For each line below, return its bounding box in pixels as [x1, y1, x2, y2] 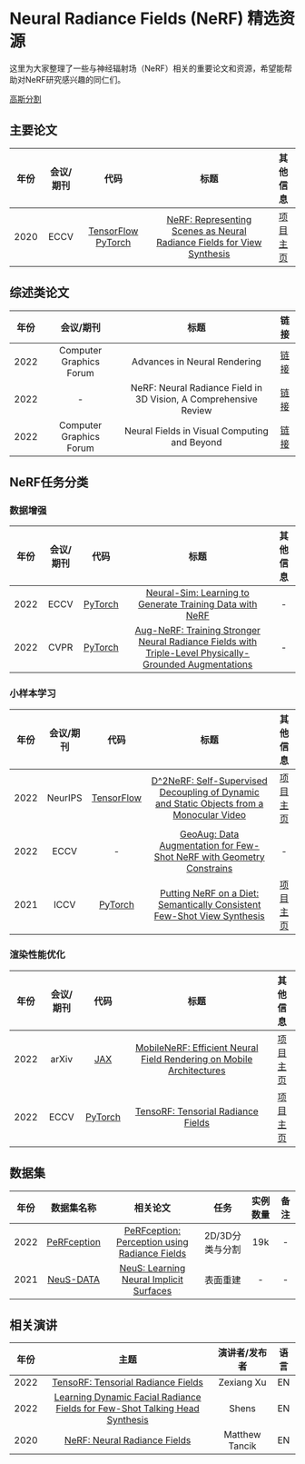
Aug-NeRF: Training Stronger [134, 624, 261, 637]
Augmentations [187, 658, 253, 671]
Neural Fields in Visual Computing [123, 424, 270, 437]
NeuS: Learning [119, 1261, 186, 1274]
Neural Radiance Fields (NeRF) [9, 8, 244, 29]
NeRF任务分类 [9, 474, 89, 490]
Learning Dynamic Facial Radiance [54, 1391, 202, 1404]
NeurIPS [46, 792, 84, 804]
